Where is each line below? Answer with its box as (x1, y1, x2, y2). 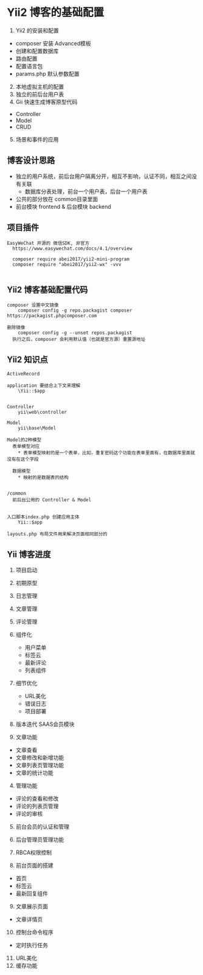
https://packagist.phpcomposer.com (7, 313, 97, 319)
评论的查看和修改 (15, 795, 59, 802)
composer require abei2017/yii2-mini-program (12, 256, 130, 262)
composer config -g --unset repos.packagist (18, 330, 132, 336)
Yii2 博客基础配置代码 (7, 284, 88, 295)
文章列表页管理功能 (15, 762, 64, 768)
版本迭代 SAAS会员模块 (15, 720, 75, 728)
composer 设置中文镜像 (7, 302, 59, 309)
